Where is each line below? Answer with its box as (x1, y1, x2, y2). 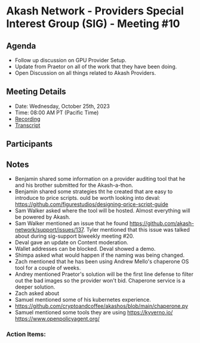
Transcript (14, 122, 41, 129)
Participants (6, 139, 53, 149)
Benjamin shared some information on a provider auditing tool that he (14, 175, 186, 183)
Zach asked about (14, 290, 60, 297)
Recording (14, 115, 41, 122)
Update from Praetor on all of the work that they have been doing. (14, 63, 177, 70)
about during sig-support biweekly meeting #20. (14, 232, 134, 240)
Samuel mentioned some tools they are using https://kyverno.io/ (14, 309, 173, 316)
